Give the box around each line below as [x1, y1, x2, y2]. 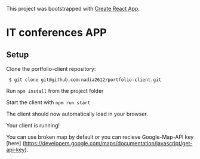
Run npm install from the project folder [6, 88, 104, 94]
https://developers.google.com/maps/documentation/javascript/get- [24, 140, 193, 146]
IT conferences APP [6, 26, 107, 39]
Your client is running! [6, 122, 60, 129]
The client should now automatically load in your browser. [6, 110, 148, 117]
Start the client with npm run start [6, 99, 91, 106]
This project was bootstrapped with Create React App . [6, 5, 140, 12]
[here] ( [6, 140, 25, 146]
